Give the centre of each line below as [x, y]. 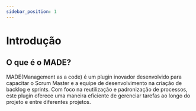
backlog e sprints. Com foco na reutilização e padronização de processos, [97, 89]
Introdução [34, 40]
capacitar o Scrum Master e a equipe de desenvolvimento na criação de [94, 83]
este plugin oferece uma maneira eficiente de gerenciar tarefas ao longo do [98, 96]
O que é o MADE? [39, 63]
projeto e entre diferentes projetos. [49, 102]
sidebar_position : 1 [32, 12]
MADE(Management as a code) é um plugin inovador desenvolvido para [94, 77]
